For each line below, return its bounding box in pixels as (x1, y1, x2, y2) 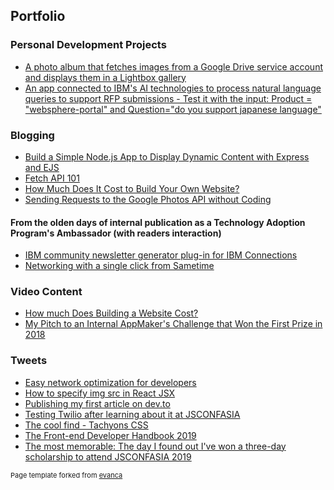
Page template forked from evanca (10, 470, 123, 480)
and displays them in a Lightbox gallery (24, 71, 187, 83)
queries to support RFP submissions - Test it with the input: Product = (24, 92, 313, 104)
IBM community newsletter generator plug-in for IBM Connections (24, 249, 298, 261)
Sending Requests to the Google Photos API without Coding (24, 193, 272, 205)
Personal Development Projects (10, 38, 167, 52)
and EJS (24, 161, 60, 173)
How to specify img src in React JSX (24, 387, 176, 399)
